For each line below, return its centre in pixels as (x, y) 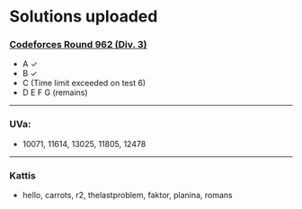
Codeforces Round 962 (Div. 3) (78, 45)
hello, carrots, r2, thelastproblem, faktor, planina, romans (128, 196)
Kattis (22, 175)
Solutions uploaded (84, 17)
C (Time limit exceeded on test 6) (84, 83)
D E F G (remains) (55, 92)
